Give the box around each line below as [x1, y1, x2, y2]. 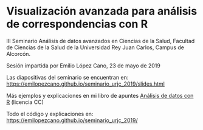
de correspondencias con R [6, 17, 148, 31]
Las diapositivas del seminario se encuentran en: [6, 74, 129, 81]
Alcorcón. [6, 50, 31, 57]
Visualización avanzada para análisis [6, 4, 198, 18]
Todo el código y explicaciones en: [6, 110, 94, 117]
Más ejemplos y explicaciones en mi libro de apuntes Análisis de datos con [6, 92, 194, 99]
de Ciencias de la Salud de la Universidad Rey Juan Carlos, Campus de [6, 44, 184, 51]
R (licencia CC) [6, 98, 44, 106]
